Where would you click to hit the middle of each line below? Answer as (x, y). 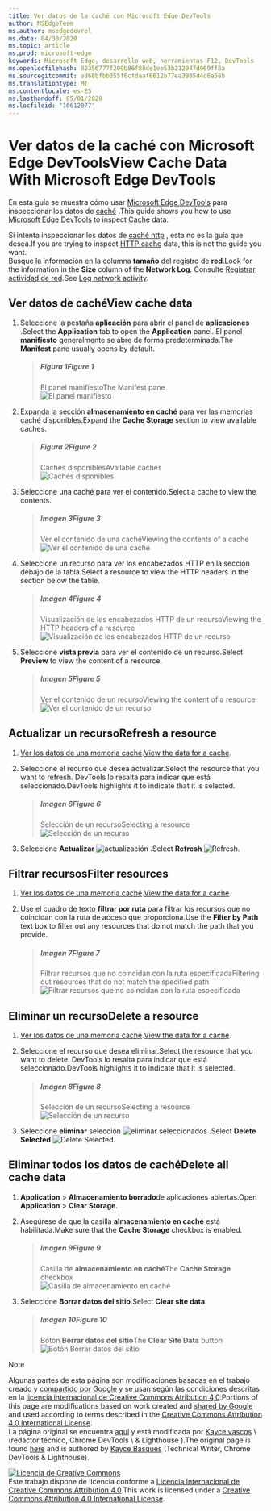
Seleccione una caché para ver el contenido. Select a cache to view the (138, 491)
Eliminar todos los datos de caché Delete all (119, 1165)
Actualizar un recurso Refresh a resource (113, 734)
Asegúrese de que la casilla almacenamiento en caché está (120, 1221)
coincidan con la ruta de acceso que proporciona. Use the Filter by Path (139, 917)
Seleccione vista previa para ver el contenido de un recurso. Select (131, 652)
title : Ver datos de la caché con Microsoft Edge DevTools (110, 16)
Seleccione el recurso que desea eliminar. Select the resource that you (137, 1051)
